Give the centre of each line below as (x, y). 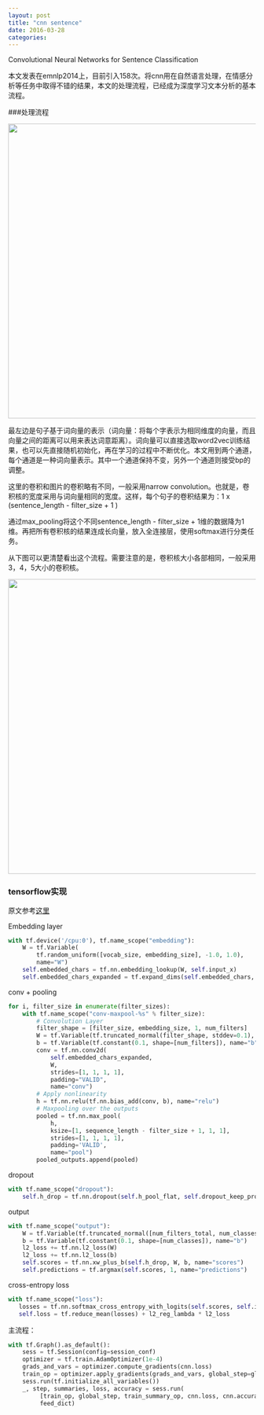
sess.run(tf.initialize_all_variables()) (91, 1381)
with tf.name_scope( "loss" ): (56, 1299)
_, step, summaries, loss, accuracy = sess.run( (103, 1388)
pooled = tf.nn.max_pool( (79, 1116)
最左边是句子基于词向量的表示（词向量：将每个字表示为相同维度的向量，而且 (132, 431)
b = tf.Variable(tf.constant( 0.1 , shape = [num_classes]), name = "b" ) (135, 1240)
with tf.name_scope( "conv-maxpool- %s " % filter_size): (114, 1014)
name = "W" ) (52, 963)
